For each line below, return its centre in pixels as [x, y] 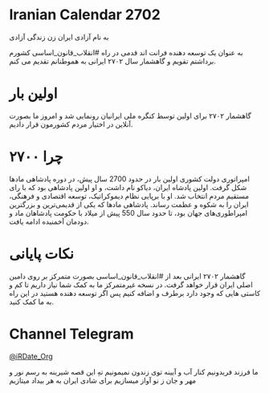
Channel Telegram [72, 334]
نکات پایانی [42, 253]
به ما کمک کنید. [32, 302]
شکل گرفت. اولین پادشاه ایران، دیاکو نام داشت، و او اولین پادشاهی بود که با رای [128, 187]
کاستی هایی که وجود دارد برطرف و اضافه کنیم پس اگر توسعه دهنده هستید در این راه [135, 293]
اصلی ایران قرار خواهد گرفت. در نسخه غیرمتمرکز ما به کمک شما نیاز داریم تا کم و [131, 284]
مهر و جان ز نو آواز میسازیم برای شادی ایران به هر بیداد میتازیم [103, 380]
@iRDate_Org [31, 356]
